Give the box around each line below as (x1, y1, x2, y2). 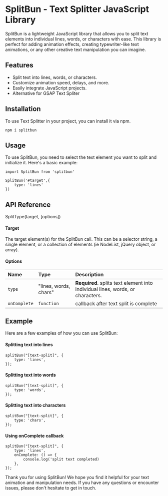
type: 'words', (14, 387, 46, 393)
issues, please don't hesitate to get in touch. (5, 485, 96, 491)
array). (5, 247, 19, 253)
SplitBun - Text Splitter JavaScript (5, 3, 149, 15)
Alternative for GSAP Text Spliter (12, 90, 80, 96)
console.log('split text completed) (23, 457, 99, 462)
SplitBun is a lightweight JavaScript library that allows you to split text (5, 30, 148, 36)
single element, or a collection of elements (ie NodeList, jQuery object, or (5, 241, 156, 248)
